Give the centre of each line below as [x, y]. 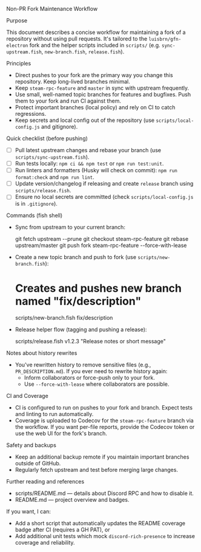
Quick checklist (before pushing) [47, 138]
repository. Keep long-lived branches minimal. [72, 82]
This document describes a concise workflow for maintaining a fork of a [96, 32]
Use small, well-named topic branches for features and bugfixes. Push [103, 94]
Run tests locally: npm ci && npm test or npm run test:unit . [89, 164]
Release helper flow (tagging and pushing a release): [81, 329]
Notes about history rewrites [42, 353]
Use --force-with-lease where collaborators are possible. [97, 384]
